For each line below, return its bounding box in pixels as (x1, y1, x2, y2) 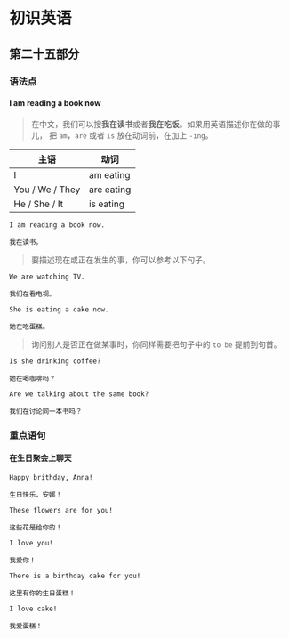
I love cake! (9, 604, 58, 613)
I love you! (9, 538, 53, 547)
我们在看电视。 (9, 289, 56, 298)
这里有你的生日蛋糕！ (9, 588, 76, 597)
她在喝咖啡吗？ (9, 374, 56, 383)
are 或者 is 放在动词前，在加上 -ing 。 (75, 130, 213, 141)
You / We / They (13, 183, 81, 196)
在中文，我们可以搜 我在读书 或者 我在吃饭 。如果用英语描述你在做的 (30, 118, 273, 129)
